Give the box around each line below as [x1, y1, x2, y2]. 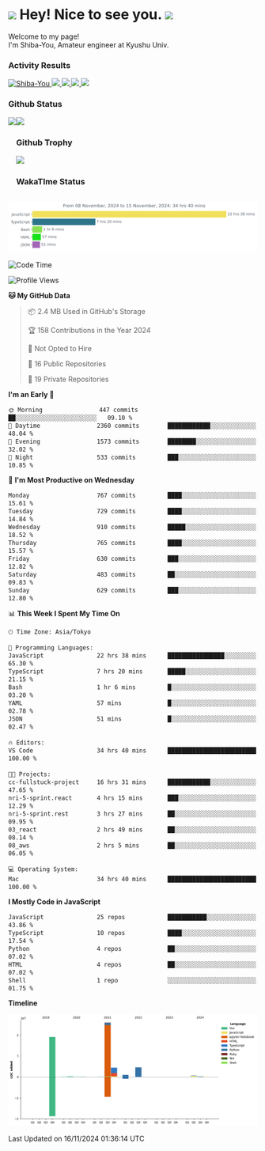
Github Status [8, 99, 62, 110]
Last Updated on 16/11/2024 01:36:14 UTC [8, 1134, 145, 1143]
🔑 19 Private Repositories [27, 374, 109, 384]
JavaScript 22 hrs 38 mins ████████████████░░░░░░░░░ [8, 651, 257, 660]
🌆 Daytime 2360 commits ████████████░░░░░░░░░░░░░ [8, 422, 257, 430]
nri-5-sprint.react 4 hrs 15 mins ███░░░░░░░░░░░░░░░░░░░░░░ [8, 793, 257, 802]
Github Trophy [16, 137, 73, 148]
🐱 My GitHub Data [8, 290, 71, 300]
